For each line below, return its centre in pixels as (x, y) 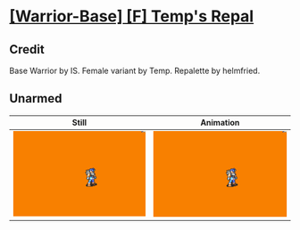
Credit (27, 49)
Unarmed (36, 99)
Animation (220, 123)
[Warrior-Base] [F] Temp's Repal (132, 16)
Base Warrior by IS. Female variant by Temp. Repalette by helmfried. (135, 70)
